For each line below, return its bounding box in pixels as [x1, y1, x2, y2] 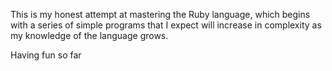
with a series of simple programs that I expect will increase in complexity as [10, 19, 322, 31]
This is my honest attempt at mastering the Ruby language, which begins [10, 9, 311, 20]
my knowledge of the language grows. [10, 30, 169, 41]
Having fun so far [10, 49, 82, 61]
